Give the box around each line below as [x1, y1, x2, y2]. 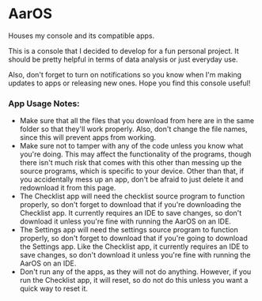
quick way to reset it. [19, 284, 89, 293]
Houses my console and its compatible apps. [8, 31, 155, 40]
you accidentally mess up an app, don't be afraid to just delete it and [19, 175, 244, 184]
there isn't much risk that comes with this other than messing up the [19, 158, 242, 167]
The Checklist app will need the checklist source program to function [19, 191, 245, 201]
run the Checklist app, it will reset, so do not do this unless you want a [19, 276, 249, 285]
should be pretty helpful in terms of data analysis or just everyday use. [8, 55, 239, 64]
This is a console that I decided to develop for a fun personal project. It [8, 46, 239, 55]
